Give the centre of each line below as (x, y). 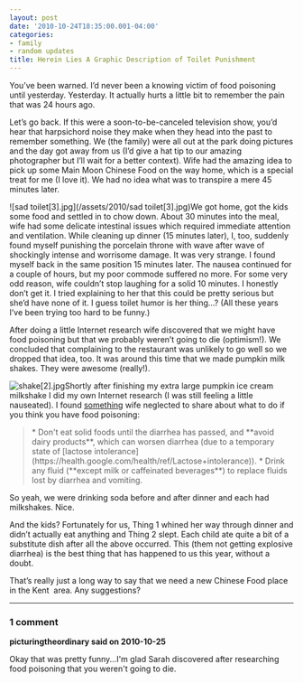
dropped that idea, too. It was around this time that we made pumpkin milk (147, 359)
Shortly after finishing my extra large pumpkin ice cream (169, 386)
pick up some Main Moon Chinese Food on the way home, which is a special (151, 170)
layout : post (34, 18)
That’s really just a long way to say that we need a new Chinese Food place (149, 580)
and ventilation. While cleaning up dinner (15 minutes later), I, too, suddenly (149, 235)
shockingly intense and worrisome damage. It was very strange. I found (142, 255)
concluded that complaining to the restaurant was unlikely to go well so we (148, 349)
